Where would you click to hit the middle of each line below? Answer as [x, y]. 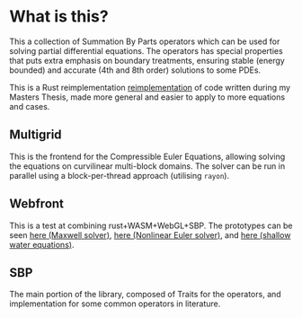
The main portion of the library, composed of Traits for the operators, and [145, 295]
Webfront [37, 204]
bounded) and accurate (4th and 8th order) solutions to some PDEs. [135, 70]
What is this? [59, 17]
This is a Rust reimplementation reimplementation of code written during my [150, 87]
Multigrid [36, 135]
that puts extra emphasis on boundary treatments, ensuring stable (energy [147, 60]
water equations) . [42, 244]
